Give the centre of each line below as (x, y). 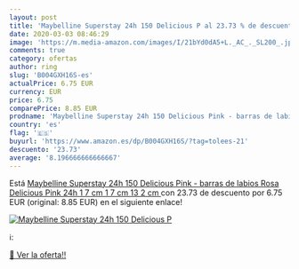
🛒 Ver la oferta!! (38, 255)
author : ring (33, 67)
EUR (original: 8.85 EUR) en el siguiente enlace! (96, 202)
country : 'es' (36, 125)
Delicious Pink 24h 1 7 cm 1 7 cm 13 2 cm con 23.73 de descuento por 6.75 (146, 193)
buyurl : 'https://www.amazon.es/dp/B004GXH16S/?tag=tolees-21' (129, 141)
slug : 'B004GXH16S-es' (51, 75)
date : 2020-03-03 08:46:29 (59, 34)
